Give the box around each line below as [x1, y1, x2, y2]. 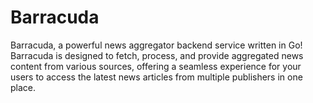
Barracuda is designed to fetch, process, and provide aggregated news [10, 49, 304, 61]
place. [10, 81, 37, 93]
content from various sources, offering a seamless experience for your [10, 60, 302, 72]
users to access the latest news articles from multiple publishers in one [10, 71, 303, 83]
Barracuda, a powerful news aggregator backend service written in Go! [10, 39, 303, 51]
